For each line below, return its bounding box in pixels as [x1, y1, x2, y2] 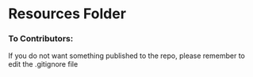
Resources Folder [8, 5, 127, 23]
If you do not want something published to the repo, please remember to [8, 51, 246, 60]
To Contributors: [8, 33, 74, 44]
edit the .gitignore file [8, 60, 79, 69]
